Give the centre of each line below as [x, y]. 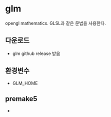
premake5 [21, 99]
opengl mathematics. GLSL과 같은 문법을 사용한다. [55, 23]
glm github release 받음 [36, 53]
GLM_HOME [25, 83]
